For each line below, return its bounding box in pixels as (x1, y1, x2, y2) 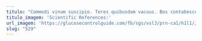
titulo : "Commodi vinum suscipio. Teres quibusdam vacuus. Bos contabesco (6, 8, 198, 15)
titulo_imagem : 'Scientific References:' (6, 14, 112, 20)
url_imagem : (6, 20, 36, 26)
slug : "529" (6, 25, 36, 32)
